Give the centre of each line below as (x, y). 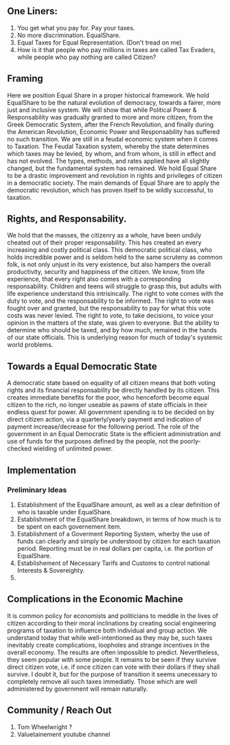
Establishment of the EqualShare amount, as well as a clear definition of (118, 505)
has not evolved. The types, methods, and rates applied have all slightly (108, 161)
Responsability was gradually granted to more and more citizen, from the (110, 117)
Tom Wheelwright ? (44, 726)
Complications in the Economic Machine (95, 599)
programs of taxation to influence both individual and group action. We (107, 630)
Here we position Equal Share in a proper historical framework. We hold (108, 95)
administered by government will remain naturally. (78, 689)
